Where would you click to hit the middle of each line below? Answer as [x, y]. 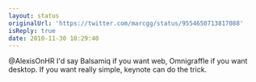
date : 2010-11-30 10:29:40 [54, 38]
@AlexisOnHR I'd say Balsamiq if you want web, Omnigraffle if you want [128, 61]
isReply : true [32, 31]
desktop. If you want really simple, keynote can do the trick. [108, 70]
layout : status [34, 16]
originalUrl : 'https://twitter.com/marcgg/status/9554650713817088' [126, 23]
